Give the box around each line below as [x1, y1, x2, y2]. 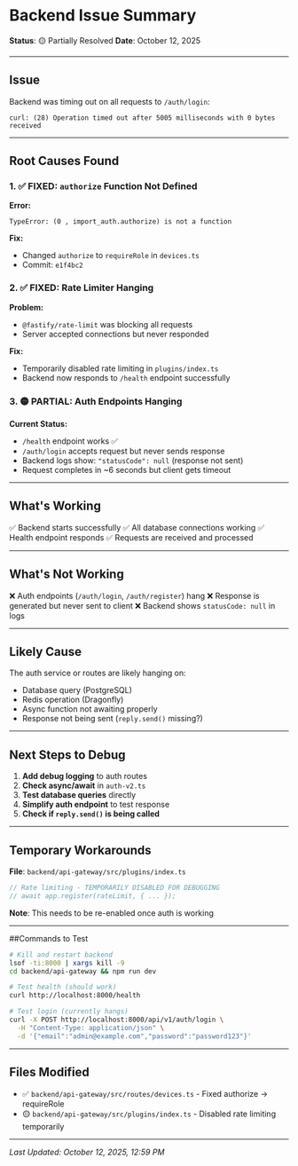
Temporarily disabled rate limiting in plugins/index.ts [21, 363, 219, 374]
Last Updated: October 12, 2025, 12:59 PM [9, 1146, 165, 1157]
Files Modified [9, 1065, 90, 1080]
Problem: [9, 302, 44, 312]
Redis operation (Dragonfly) [21, 694, 124, 705]
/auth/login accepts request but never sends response [21, 445, 225, 457]
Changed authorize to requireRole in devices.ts [21, 250, 200, 261]
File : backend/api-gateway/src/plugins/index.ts [9, 866, 186, 877]
